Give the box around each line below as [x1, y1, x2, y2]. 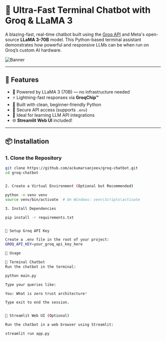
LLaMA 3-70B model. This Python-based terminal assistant [20, 37, 142, 43]
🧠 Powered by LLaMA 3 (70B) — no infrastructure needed [12, 89, 130, 95]
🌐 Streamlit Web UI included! [12, 117, 73, 123]
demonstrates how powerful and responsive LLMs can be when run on [5, 42, 149, 48]
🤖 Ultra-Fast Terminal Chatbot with [5, 4, 151, 16]
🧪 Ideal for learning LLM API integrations [12, 112, 95, 118]
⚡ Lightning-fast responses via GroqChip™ [12, 94, 99, 100]
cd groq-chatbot [5, 170, 39, 175]
